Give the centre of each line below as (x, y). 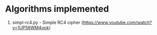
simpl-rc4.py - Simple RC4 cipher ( (47, 22)
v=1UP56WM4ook (31, 27)
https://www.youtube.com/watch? (117, 22)
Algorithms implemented (57, 9)
